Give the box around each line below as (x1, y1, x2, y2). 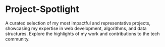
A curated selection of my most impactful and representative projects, (5, 20, 151, 26)
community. (5, 36, 30, 42)
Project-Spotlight (5, 3, 79, 15)
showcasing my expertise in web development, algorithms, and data (5, 25, 147, 31)
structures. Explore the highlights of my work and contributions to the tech (5, 30, 160, 36)
